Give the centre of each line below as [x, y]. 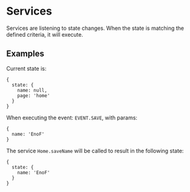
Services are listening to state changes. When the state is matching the [95, 28]
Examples [25, 54]
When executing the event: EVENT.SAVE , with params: [72, 118]
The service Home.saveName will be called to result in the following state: [95, 151]
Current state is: [26, 68]
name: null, [32, 90]
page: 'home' [34, 96]
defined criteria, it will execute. [45, 34]
